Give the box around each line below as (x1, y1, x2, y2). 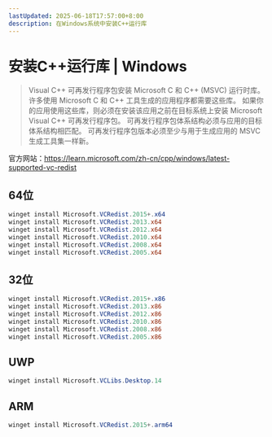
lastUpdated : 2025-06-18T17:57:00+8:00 (8, 11, 144, 20)
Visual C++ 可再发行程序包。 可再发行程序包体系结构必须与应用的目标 (28, 116, 263, 126)
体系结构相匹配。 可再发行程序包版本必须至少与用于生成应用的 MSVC (28, 126, 261, 136)
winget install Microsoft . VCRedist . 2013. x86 (8, 303, 162, 311)
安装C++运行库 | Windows (8, 57, 187, 76)
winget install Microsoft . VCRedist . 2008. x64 (8, 241, 162, 249)
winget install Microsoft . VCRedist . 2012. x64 (8, 225, 162, 234)
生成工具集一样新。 (28, 136, 94, 146)
